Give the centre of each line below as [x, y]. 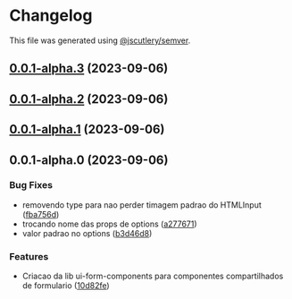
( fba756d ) [41, 214]
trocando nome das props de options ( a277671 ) [110, 224]
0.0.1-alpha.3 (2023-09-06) [89, 68]
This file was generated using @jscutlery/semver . [100, 40]
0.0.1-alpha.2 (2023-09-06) [89, 99]
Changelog [51, 16]
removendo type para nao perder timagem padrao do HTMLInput [142, 205]
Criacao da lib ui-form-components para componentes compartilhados [153, 276]
